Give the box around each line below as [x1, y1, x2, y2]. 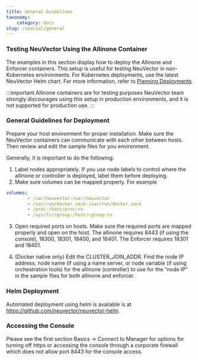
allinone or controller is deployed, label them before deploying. [14, 172, 168, 179]
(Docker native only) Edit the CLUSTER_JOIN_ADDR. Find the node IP [14, 253, 184, 261]
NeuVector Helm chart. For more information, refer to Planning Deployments [6, 77, 192, 84]
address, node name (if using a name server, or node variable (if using [14, 259, 187, 267]
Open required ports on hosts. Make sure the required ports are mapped [14, 223, 191, 230]
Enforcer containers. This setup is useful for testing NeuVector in [6, 65, 165, 72]
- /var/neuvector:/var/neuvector [27, 195, 110, 201]
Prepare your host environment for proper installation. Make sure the [6, 130, 174, 137]
